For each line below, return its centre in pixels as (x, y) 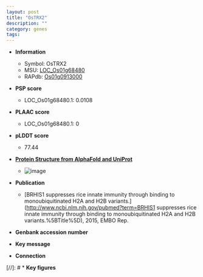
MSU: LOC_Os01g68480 (54, 70)
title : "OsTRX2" (27, 18)
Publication (30, 183)
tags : (13, 35)
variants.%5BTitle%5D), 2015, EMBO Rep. (76, 220)
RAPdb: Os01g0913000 (53, 77)
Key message (33, 244)
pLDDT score (32, 136)
